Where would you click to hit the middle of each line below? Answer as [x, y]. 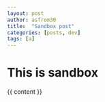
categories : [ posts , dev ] [44, 33]
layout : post [26, 13]
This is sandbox [53, 73]
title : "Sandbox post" [41, 26]
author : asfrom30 [32, 20]
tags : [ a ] [21, 39]
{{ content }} [25, 92]
